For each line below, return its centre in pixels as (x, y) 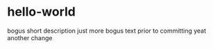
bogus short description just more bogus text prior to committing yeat (107, 31)
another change (30, 37)
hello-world (42, 12)
